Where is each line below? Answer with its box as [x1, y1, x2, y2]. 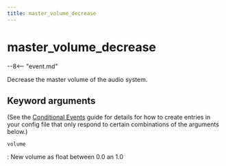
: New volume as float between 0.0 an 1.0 [7, 153, 123, 161]
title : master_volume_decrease [7, 10, 97, 17]
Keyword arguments [7, 95, 96, 107]
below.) [7, 128, 28, 136]
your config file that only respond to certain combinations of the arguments [7, 120, 219, 128]
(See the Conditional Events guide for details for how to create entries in [7, 113, 211, 122]
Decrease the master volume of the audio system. [7, 75, 148, 83]
